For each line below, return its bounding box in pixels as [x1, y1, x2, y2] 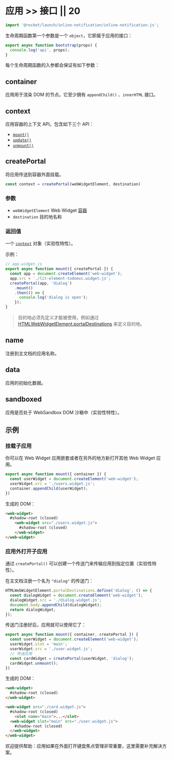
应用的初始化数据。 [5, 380, 46, 386]
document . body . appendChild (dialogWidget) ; [10, 602, 102, 608]
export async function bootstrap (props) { [5, 43, 97, 48]
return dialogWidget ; [10, 607, 56, 612]
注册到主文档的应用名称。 [5, 350, 59, 356]
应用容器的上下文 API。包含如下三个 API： [5, 121, 94, 127]
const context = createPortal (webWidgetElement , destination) [5, 181, 141, 187]
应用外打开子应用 [5, 548, 48, 555]
